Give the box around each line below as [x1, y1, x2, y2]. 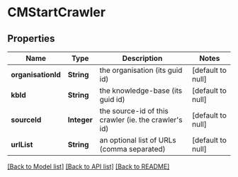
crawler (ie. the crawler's [99, 115, 183, 125]
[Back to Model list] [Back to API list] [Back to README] [7, 162, 170, 171]
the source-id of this [99, 106, 169, 115]
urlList [11, 139, 33, 149]
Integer [67, 115, 93, 125]
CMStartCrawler [7, 4, 106, 21]
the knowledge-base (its [99, 86, 183, 96]
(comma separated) [99, 144, 166, 154]
